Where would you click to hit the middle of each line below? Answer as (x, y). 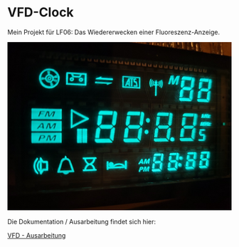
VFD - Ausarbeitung (37, 235)
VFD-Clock (41, 12)
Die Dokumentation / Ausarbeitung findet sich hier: (82, 221)
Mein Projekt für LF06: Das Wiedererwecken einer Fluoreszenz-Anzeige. (114, 32)
